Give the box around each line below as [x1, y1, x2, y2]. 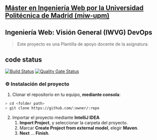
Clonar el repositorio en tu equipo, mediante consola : [12, 92, 121, 97]
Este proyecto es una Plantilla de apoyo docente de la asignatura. [17, 41, 149, 47]
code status [5, 55, 43, 64]
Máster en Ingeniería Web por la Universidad [5, 4, 144, 12]
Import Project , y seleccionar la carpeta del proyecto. [19, 120, 128, 126]
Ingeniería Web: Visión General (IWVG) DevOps [5, 28, 153, 36]
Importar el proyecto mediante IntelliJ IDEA [12, 115, 100, 120]
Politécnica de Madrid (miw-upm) [5, 12, 110, 20]
